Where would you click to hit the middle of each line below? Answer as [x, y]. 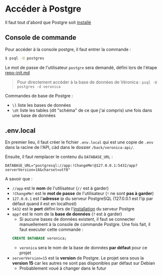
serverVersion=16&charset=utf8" [38, 170]
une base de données [34, 115]
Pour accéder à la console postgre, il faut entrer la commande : [68, 49]
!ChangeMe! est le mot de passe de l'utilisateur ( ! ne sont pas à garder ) [83, 194]
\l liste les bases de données [41, 105]
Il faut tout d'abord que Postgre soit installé [48, 22]
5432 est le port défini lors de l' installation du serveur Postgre [73, 209]
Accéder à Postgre [43, 9]
